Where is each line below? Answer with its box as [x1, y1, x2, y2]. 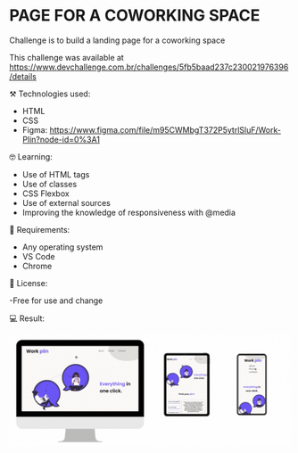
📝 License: [9, 277, 48, 288]
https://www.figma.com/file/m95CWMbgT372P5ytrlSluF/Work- [49, 124, 281, 135]
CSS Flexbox [21, 188, 70, 199]
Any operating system [21, 242, 103, 252]
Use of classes [21, 178, 78, 189]
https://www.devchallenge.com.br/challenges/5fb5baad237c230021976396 [9, 62, 289, 72]
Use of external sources [21, 197, 112, 208]
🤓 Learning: [9, 151, 54, 161]
